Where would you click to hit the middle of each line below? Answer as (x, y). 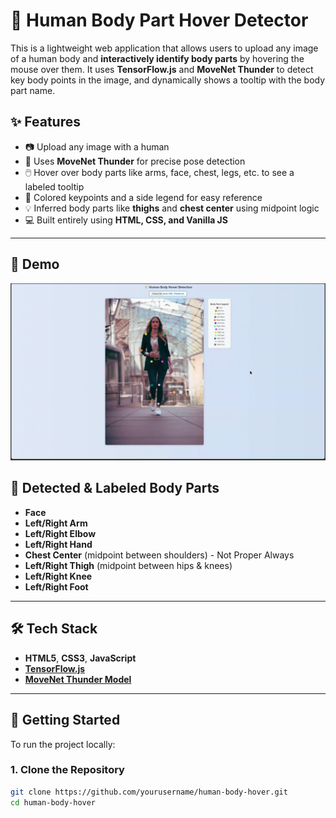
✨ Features (45, 122)
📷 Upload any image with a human (97, 146)
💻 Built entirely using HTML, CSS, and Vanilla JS (126, 220)
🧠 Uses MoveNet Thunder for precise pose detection (135, 161)
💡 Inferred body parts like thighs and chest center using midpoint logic (172, 208)
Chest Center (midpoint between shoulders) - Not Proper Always (159, 555)
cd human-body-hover (53, 802)
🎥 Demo (35, 264)
